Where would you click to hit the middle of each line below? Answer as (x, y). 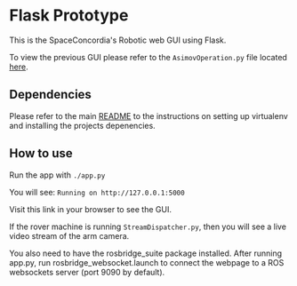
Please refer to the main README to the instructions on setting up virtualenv (149, 115)
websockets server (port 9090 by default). (87, 272)
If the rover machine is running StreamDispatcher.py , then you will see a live (148, 226)
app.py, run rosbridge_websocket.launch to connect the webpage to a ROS (147, 262)
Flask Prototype (69, 16)
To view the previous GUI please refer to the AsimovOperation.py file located (148, 57)
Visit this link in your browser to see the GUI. (90, 209)
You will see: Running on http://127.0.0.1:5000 (97, 192)
